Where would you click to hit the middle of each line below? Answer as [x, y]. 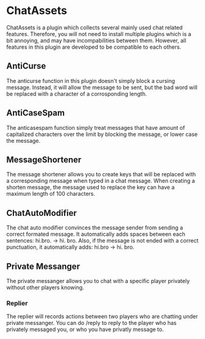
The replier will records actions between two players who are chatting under [102, 316]
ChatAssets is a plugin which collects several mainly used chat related [95, 27]
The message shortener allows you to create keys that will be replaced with [101, 174]
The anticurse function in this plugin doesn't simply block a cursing [91, 80]
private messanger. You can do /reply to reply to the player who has [92, 323]
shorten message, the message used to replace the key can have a [91, 187]
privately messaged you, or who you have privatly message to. [85, 329]
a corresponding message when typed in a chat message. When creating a [101, 181]
